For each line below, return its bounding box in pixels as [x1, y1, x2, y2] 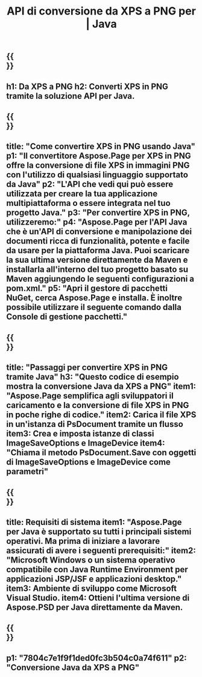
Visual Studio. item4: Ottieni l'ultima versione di [6, 592, 190, 603]
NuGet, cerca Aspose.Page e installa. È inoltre [6, 292, 183, 303]
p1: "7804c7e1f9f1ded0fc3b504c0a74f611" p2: [6, 653, 187, 663]
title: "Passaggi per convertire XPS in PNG [6, 362, 168, 373]
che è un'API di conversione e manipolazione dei [6, 226, 192, 237]
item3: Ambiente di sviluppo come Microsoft [6, 583, 177, 593]
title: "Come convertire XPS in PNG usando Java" [6, 141, 196, 152]
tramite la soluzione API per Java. [6, 91, 135, 101]
